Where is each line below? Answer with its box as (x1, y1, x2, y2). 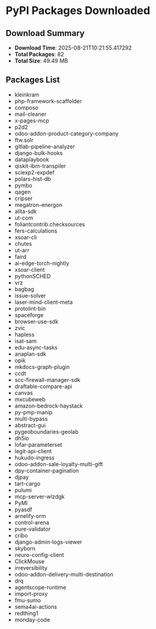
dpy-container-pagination (14, 467, 79, 474)
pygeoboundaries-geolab (14, 428, 79, 435)
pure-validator (14, 525, 51, 533)
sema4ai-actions (14, 603, 57, 610)
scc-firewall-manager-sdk (14, 376, 80, 383)
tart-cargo (14, 480, 41, 487)
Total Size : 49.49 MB (14, 57, 68, 64)
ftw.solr (14, 136, 34, 143)
